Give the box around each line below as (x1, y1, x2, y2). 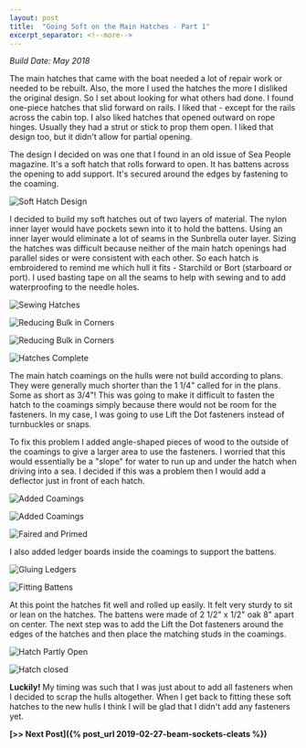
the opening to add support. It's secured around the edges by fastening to (9, 168, 289, 179)
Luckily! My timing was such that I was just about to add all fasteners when (9, 682, 294, 693)
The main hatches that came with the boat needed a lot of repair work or (9, 73, 283, 84)
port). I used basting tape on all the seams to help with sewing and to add (9, 272, 286, 283)
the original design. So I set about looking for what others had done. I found (9, 92, 294, 103)
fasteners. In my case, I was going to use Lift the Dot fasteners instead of (9, 409, 285, 421)
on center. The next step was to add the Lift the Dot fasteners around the (9, 619, 284, 630)
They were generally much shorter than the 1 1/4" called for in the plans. (9, 380, 281, 391)
